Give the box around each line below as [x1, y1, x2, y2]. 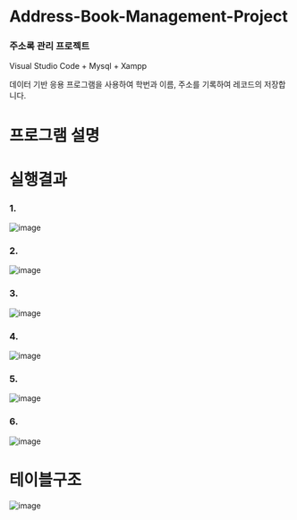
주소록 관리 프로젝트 [9, 40, 90, 53]
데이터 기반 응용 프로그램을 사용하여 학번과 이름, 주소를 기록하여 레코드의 [9, 79, 262, 90]
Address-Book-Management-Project [9, 6, 288, 27]
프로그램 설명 [9, 125, 100, 145]
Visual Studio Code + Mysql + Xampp [9, 61, 148, 72]
